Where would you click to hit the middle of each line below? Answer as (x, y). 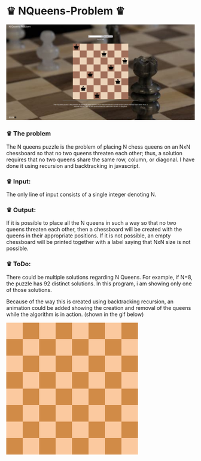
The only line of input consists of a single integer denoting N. (81, 194)
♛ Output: (21, 210)
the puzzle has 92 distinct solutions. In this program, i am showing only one (99, 284)
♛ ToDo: (19, 264)
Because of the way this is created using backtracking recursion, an (90, 302)
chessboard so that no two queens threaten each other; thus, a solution (94, 153)
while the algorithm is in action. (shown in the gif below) (75, 314)
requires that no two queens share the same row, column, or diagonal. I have (100, 159)
